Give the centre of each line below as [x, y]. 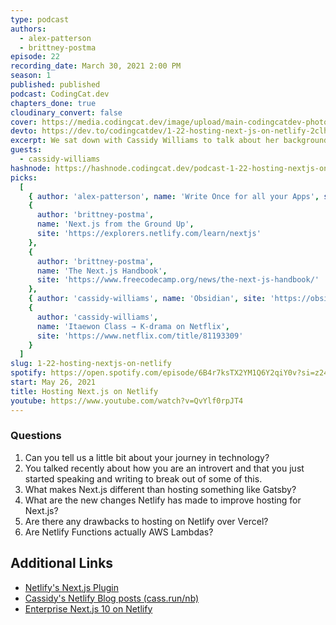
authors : [28, 29]
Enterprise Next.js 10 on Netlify [88, 608]
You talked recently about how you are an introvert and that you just [164, 468]
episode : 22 [35, 57]
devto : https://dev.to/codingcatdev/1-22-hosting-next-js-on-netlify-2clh [169, 131]
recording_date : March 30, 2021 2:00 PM [96, 66]
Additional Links [62, 563]
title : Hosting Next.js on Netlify [84, 391]
